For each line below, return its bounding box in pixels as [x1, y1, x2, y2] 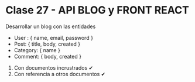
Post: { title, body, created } [13, 40, 81, 47]
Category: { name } [13, 46, 61, 53]
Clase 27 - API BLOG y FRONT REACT [5, 4, 190, 17]
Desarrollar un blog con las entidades [5, 23, 96, 30]
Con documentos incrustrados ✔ [13, 64, 94, 71]
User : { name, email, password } [13, 34, 93, 41]
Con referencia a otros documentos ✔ [13, 70, 106, 77]
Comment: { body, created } [13, 53, 81, 60]
